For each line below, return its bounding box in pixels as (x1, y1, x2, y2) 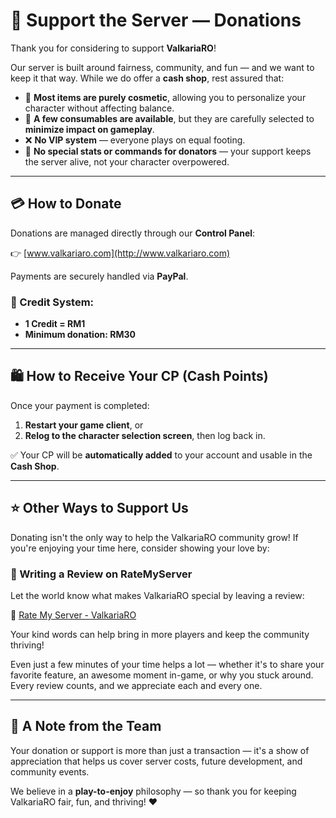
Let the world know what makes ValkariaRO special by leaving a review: (10, 589, 305, 601)
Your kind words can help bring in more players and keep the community (10, 628, 310, 640)
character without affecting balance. (24, 102, 175, 114)
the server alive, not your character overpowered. (24, 155, 230, 168)
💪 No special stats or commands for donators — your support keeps (24, 145, 312, 157)
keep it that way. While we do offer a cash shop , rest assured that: (10, 72, 285, 84)
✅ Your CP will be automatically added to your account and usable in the (10, 449, 313, 461)
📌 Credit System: (10, 295, 95, 309)
